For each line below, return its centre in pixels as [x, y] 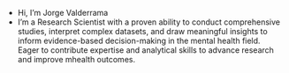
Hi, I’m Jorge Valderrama [63, 13]
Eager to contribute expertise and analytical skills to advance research [145, 50]
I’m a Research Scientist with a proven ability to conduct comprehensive [149, 22]
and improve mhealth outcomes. [76, 59]
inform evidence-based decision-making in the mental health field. [139, 40]
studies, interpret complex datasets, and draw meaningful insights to [142, 31]
